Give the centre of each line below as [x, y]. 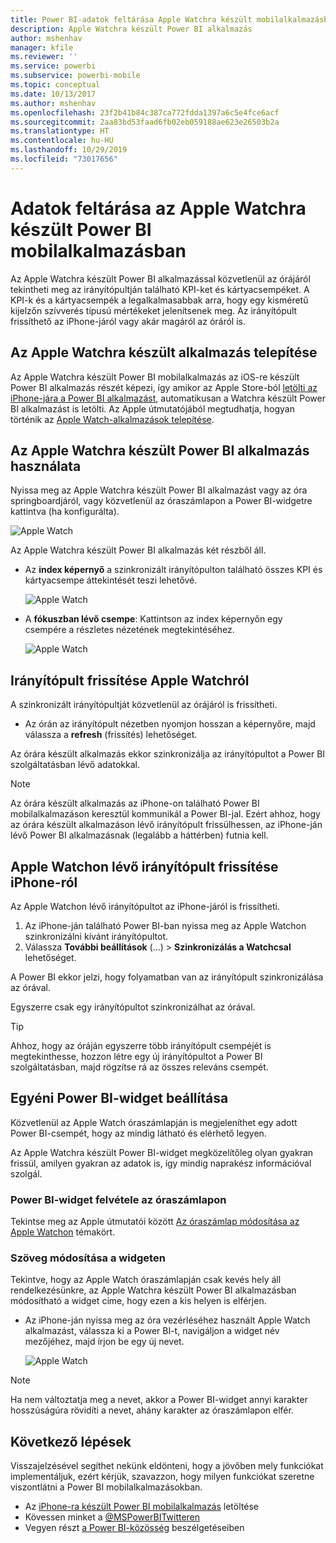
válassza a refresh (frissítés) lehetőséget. [111, 735]
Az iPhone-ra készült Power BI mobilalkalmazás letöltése [141, 1507]
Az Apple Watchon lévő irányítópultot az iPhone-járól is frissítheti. [145, 906]
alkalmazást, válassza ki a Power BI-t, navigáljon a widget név [152, 1331]
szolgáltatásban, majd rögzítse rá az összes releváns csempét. [139, 1067]
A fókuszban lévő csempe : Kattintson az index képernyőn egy [153, 619]
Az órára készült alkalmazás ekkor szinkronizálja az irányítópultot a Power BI [168, 754]
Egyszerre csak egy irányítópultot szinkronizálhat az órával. [133, 1007]
